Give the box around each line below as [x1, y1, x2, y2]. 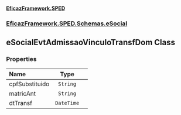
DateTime [54, 100, 80, 107]
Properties [6, 55, 37, 63]
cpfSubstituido [9, 80, 50, 88]
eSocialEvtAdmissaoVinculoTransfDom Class [6, 37, 176, 47]
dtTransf [9, 99, 32, 107]
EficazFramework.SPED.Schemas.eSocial [6, 19, 128, 28]
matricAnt [9, 90, 36, 98]
